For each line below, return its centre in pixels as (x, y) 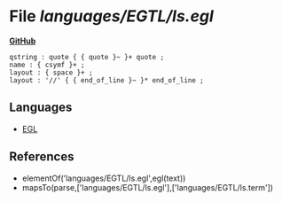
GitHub (23, 41)
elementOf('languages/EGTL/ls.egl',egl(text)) (104, 178)
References (42, 157)
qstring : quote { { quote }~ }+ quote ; (87, 57)
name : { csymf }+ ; (47, 65)
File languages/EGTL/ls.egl (112, 16)
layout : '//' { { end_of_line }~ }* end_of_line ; (106, 80)
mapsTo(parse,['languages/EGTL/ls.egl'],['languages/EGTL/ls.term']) (147, 187)
